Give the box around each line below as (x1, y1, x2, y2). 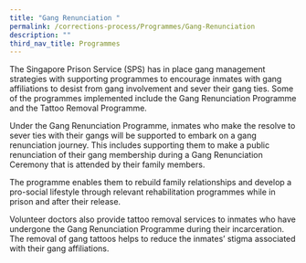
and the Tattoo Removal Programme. (9, 102, 148, 114)
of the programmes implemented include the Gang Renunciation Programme (9, 93, 297, 104)
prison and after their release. (9, 196, 121, 207)
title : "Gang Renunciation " (9, 13, 121, 23)
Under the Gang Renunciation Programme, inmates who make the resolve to (9, 121, 296, 131)
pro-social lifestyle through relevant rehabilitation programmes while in (9, 186, 276, 197)
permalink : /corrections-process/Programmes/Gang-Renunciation (9, 22, 256, 31)
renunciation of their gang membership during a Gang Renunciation (9, 150, 263, 161)
